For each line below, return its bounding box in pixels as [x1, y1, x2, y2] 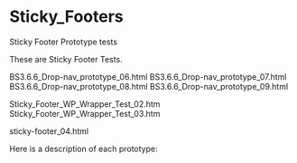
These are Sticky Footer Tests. [9, 53, 124, 64]
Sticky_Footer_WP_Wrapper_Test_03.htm [9, 108, 161, 119]
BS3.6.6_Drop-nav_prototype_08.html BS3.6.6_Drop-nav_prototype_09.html [9, 81, 289, 91]
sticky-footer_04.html [9, 125, 88, 137]
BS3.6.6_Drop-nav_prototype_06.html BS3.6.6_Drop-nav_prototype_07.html [9, 71, 287, 82]
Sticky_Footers [9, 6, 124, 27]
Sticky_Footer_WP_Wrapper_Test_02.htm [9, 98, 161, 110]
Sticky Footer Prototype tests [9, 36, 118, 47]
